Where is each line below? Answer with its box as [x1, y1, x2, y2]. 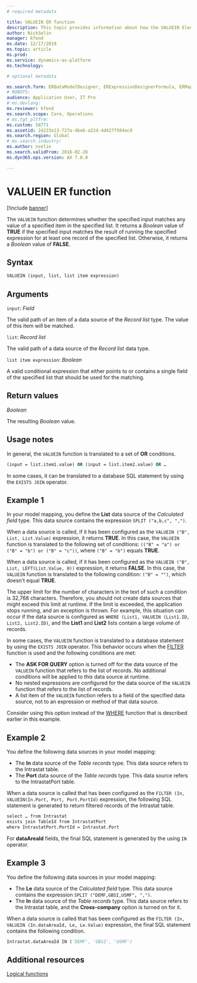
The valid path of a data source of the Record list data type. [6, 345, 150, 352]
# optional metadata [6, 73, 57, 79]
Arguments [6, 289, 49, 299]
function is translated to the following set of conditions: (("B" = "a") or [6, 541, 180, 548]
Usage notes [6, 434, 54, 445]
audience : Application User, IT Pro [6, 95, 96, 101]
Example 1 [6, 495, 44, 505]
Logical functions [6, 970, 49, 978]
